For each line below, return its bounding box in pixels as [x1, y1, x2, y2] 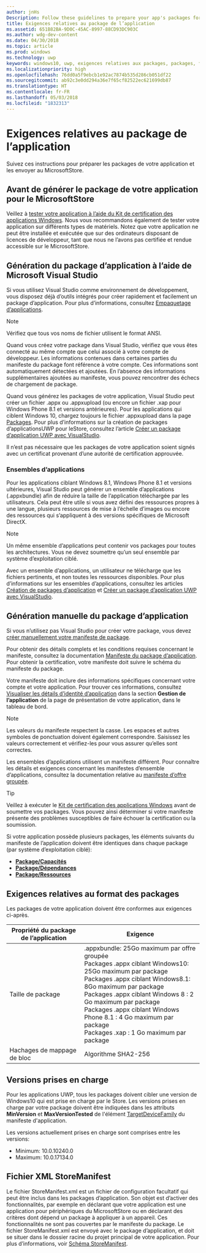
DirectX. [6, 518, 27, 526]
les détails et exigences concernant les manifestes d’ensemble [6, 765, 165, 772]
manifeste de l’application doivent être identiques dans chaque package [6, 840, 188, 847]
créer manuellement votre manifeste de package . [6, 634, 131, 641]
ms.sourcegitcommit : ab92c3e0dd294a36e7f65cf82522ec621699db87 [6, 77, 172, 83]
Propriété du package [11, 926, 77, 935]
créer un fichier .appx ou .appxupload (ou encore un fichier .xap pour [6, 399, 181, 407]
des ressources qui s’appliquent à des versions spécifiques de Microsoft [6, 512, 189, 519]
